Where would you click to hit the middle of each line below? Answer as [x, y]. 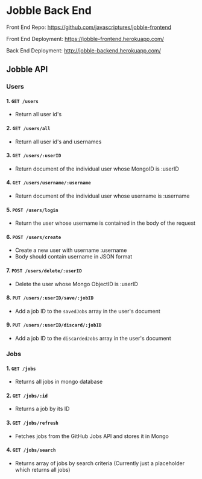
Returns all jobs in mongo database [59, 382]
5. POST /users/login [32, 210]
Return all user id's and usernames [58, 142]
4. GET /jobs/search [31, 450]
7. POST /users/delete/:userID [44, 271]
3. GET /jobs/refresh [33, 423]
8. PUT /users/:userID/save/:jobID [50, 298]
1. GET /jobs [21, 368]
